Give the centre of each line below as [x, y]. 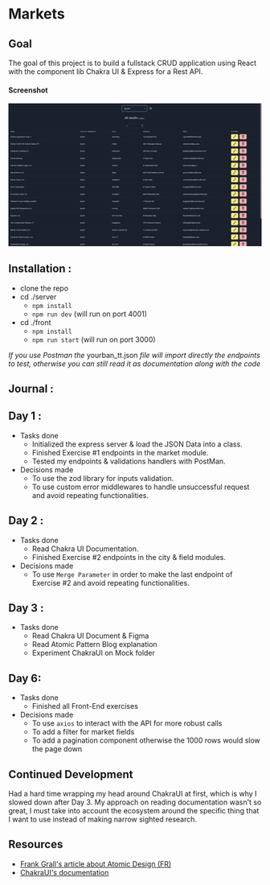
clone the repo [44, 288]
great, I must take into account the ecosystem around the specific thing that [134, 810]
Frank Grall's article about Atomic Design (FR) [96, 864]
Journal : [31, 388]
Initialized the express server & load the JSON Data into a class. [137, 444]
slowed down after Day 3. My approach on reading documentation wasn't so [135, 802]
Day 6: [25, 678]
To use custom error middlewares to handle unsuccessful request [141, 487]
